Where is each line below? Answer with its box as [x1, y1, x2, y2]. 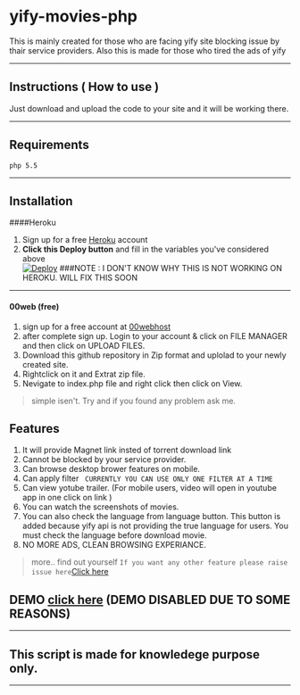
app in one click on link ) [21, 492, 112, 503]
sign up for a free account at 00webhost [21, 321, 171, 332]
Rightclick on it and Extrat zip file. [21, 368, 146, 379]
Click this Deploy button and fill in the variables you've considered [21, 244, 270, 255]
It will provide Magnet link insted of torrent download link [21, 444, 232, 456]
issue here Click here [30, 567, 109, 577]
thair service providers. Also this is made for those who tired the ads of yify [9, 45, 287, 55]
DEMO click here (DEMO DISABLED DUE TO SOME [9, 592, 291, 608]
